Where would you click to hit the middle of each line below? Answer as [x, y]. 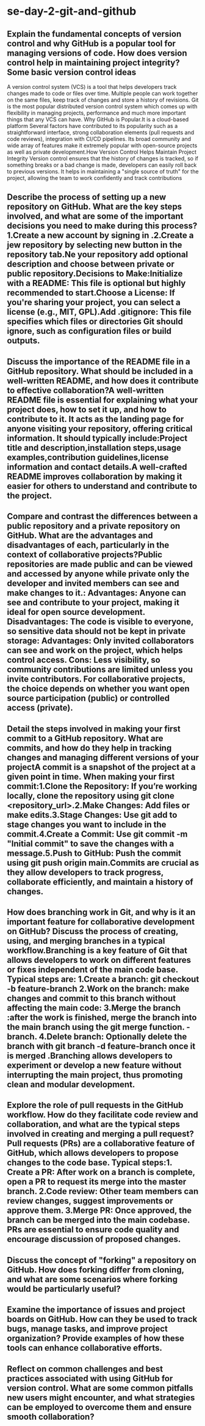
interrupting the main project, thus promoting [95, 1075]
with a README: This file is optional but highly [96, 283]
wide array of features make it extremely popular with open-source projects [102, 145]
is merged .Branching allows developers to [90, 1056]
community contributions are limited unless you [100, 670]
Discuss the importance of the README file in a [99, 362]
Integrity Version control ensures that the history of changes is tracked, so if [103, 158]
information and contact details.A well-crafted [97, 467]
